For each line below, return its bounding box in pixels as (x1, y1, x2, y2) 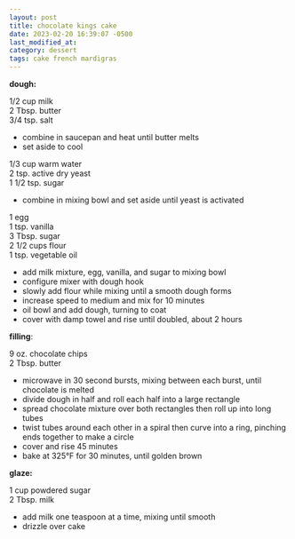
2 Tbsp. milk (9, 495, 55, 504)
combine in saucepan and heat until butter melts (21, 132, 200, 142)
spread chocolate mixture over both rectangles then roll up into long (21, 403, 272, 414)
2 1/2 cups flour (9, 241, 67, 250)
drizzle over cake (21, 521, 86, 531)
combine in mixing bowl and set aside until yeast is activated (21, 194, 244, 205)
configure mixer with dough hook (21, 276, 144, 287)
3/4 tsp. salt (9, 115, 53, 125)
